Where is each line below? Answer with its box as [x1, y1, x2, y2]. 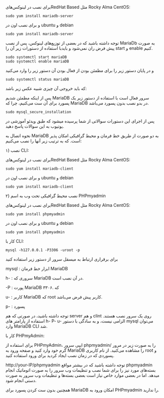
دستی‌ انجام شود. [5, 378, 37, 383]
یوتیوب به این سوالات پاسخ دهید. [5, 123, 64, 129]
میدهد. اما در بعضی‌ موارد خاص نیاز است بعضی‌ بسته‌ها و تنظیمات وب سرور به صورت [5, 373, 160, 378]
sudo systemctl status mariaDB [5, 77, 69, 82]
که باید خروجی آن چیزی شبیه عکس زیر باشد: [5, 85, 87, 91]
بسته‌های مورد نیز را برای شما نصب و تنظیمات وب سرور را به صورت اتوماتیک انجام [5, 367, 156, 373]
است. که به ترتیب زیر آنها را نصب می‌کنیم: [5, 138, 82, 143]
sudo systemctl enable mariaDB [5, 59, 69, 64]
